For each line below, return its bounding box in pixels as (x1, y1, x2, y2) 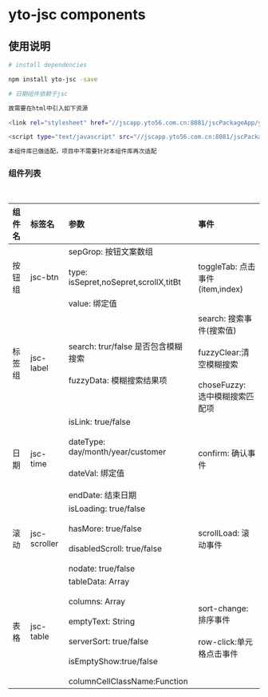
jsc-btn (30, 271, 59, 283)
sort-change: (198, 603, 249, 614)
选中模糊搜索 (198, 391, 246, 402)
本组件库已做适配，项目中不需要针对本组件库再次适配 (8, 148, 157, 156)
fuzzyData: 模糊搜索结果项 (68, 375, 167, 386)
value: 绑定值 (68, 298, 117, 309)
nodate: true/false (68, 563, 136, 574)
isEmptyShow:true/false (68, 656, 158, 667)
